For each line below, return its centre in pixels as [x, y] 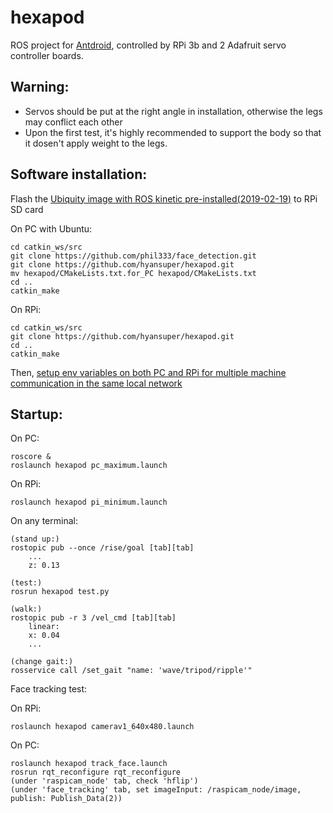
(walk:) [26, 609]
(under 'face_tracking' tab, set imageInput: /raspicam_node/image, [156, 790]
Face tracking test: [49, 689]
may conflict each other [73, 122]
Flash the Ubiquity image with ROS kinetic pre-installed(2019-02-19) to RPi [164, 198]
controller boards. [47, 55]
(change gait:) [42, 662]
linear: [44, 627]
